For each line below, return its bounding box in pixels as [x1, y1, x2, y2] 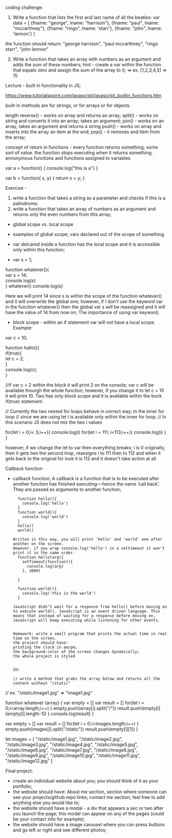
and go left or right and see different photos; [12, 827, 107, 833]
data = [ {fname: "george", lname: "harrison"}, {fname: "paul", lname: [12, 20, 159, 26]
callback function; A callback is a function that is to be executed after [12, 476, 160, 481]
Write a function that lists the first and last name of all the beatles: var [12, 14, 160, 20]
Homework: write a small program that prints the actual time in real [12, 631, 167, 636]
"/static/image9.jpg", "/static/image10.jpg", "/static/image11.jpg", [5, 753, 141, 758]
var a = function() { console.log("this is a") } [5, 165, 99, 171]
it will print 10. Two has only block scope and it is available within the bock [5, 393, 162, 399]
